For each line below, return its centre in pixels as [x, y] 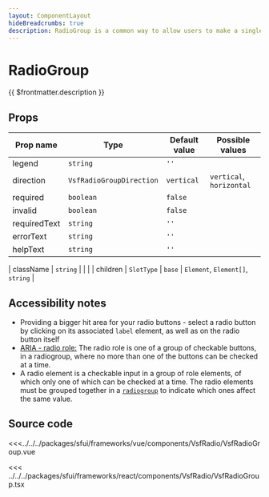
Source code [41, 424]
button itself [40, 339]
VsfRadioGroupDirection [113, 180]
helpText [28, 250]
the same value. [46, 399]
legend [25, 163]
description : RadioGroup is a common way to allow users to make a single [136, 30]
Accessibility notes [57, 303]
